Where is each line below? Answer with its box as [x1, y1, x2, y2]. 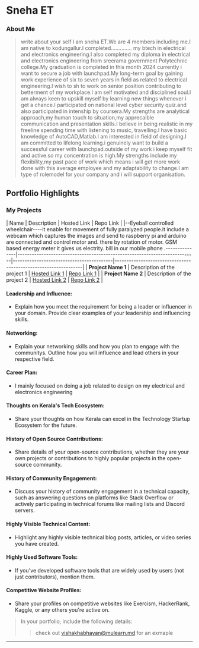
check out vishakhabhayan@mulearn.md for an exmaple [35, 630, 174, 636]
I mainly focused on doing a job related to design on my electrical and [14, 382, 185, 389]
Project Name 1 [88, 264, 127, 271]
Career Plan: [6, 369, 37, 376]
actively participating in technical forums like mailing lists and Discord [14, 501, 185, 508]
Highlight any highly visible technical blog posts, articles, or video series [14, 533, 191, 541]
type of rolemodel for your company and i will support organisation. [20, 171, 185, 178]
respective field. [14, 355, 54, 363]
